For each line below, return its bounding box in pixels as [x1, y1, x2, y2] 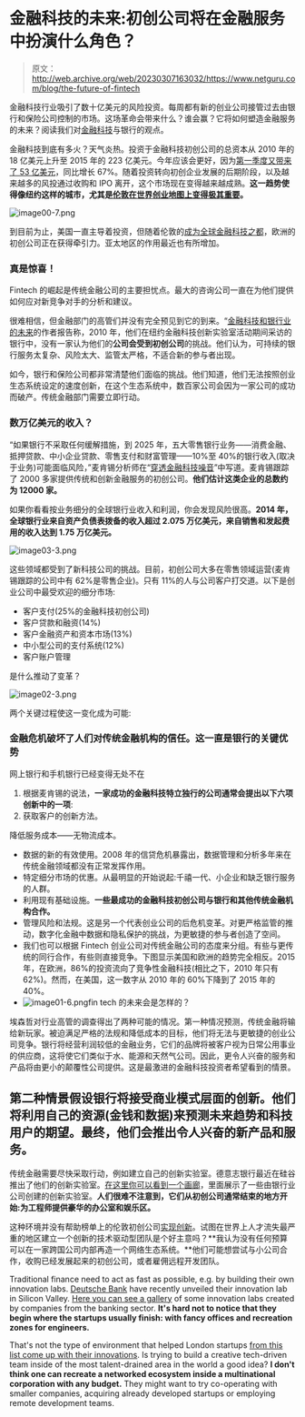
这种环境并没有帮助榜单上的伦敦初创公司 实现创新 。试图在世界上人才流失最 [9, 1221, 288, 1232]
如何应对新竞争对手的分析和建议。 [9, 296, 137, 307]
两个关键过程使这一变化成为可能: [9, 707, 132, 719]
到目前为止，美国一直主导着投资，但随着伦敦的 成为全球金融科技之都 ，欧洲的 [9, 226, 296, 236]
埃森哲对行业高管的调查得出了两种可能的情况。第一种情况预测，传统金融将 [9, 1016, 288, 1027]
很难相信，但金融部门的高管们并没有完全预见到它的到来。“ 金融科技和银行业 [9, 316, 292, 327]
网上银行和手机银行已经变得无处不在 [9, 768, 145, 779]
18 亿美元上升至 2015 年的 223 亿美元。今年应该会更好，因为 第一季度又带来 [9, 155, 292, 166]
